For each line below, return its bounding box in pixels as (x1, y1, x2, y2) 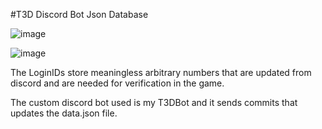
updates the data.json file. (10, 107, 118, 119)
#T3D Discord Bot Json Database (10, 9, 149, 20)
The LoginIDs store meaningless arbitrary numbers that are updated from (10, 67, 312, 78)
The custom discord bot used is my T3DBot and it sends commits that (10, 97, 298, 108)
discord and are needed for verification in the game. (10, 77, 225, 89)
